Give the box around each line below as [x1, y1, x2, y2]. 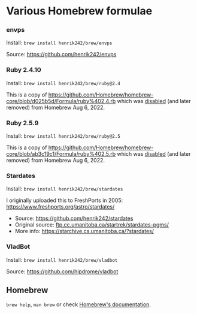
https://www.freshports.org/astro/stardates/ [6, 203, 115, 210]
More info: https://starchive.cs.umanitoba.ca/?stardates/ [14, 228, 154, 235]
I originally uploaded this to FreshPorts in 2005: [6, 197, 123, 204]
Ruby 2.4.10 [6, 66, 42, 74]
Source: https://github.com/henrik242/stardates [14, 215, 134, 222]
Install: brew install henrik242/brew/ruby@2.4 [6, 79, 121, 86]
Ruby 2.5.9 [6, 119, 39, 127]
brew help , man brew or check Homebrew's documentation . [6, 301, 151, 308]
